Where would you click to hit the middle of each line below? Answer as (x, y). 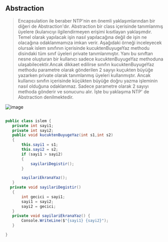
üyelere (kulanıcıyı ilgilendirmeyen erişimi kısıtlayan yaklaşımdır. (85, 32)
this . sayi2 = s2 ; (40, 150)
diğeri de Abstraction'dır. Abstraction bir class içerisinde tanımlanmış (90, 26)
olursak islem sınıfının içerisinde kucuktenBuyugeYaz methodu (84, 48)
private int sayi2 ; (33, 130)
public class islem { (28, 121)
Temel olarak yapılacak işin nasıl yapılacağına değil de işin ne (82, 37)
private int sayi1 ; (33, 126)
